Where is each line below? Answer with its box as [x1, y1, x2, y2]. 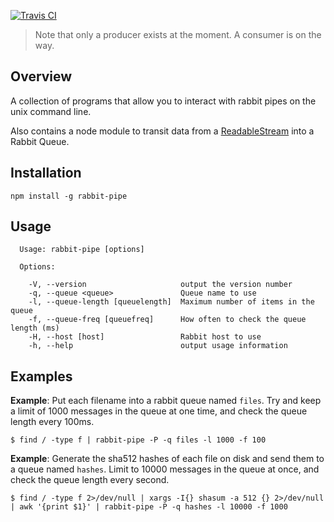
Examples [10, 368, 73, 385]
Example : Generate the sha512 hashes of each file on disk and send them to [10, 453, 325, 465]
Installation [10, 165, 82, 182]
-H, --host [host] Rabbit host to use [28, 332, 262, 342]
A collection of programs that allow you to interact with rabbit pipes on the [10, 95, 317, 107]
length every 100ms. [10, 416, 95, 428]
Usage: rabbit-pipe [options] [19, 245, 145, 255]
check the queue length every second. [10, 474, 170, 486]
